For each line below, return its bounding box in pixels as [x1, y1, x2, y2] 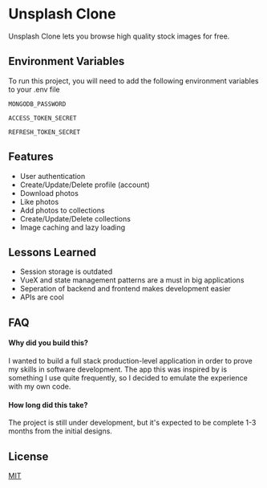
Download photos [19, 188, 79, 197]
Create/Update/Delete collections [19, 213, 131, 223]
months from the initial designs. [8, 426, 112, 436]
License [8, 449, 49, 463]
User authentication [19, 171, 86, 181]
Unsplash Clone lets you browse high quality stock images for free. [8, 31, 230, 41]
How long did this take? [8, 400, 88, 409]
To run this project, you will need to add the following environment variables [8, 75, 259, 85]
